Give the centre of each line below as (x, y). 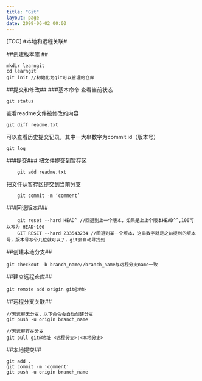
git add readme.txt (42, 172)
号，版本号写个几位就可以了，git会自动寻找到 (56, 240)
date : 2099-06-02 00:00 (37, 23)
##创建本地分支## (29, 252)
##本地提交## (24, 350)
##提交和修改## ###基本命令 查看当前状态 (60, 90)
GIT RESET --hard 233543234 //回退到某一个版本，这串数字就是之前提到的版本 (106, 233)
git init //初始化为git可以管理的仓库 (50, 78)
